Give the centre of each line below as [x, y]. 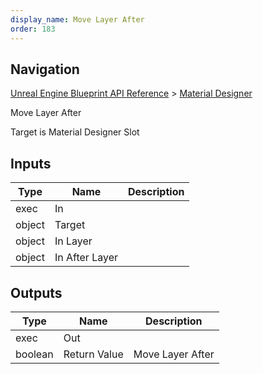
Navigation [45, 69]
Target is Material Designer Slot [75, 132]
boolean [34, 354]
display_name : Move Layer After [77, 19]
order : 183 [33, 29]
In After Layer [86, 258]
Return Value [93, 354]
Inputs [31, 163]
